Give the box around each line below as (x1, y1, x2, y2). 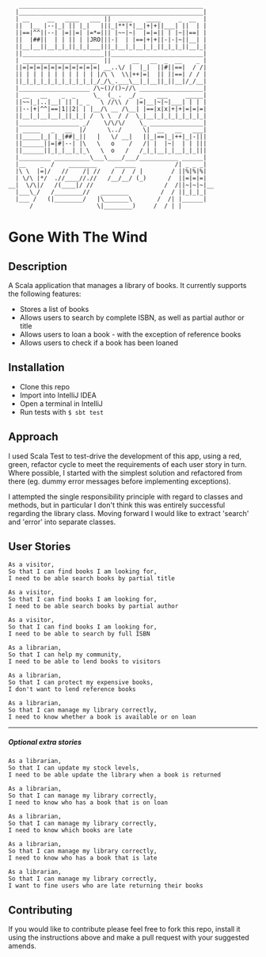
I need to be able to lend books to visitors (8, 658, 161, 666)
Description (8, 260, 67, 273)
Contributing (8, 903, 73, 917)
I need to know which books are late (8, 826, 133, 834)
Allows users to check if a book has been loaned (19, 338, 179, 347)
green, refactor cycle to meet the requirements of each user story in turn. (8, 459, 247, 469)
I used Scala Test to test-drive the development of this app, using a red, (8, 451, 242, 461)
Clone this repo (19, 382, 70, 391)
